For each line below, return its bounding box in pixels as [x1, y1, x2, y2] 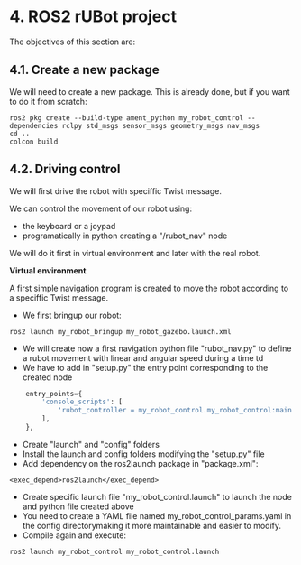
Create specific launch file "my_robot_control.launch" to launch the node [22, 491, 293, 502]
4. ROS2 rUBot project [9, 6, 178, 27]
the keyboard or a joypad [22, 220, 116, 231]
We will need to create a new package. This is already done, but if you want [9, 86, 290, 97]
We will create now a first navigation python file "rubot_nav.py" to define [22, 343, 292, 354]
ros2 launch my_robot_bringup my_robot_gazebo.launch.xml [9, 327, 232, 336]
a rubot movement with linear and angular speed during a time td [22, 352, 264, 363]
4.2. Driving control [9, 162, 121, 177]
